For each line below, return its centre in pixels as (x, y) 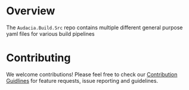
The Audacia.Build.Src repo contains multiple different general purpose (94, 27)
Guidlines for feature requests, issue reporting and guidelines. (82, 80)
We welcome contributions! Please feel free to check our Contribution (92, 74)
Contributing (38, 58)
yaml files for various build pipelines (50, 33)
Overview (31, 11)
